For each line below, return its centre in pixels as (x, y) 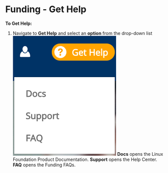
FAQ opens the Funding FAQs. (44, 165)
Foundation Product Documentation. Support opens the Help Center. (85, 159)
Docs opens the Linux (140, 154)
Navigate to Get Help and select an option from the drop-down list (82, 33)
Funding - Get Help (46, 9)
